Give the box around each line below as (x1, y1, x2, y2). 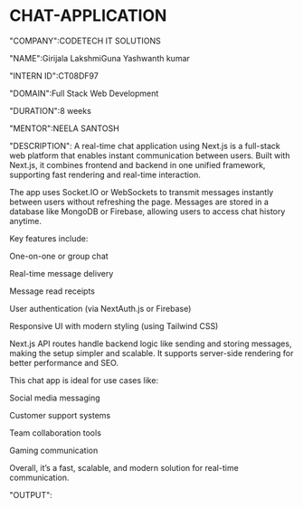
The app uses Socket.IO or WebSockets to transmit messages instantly (9, 186, 274, 197)
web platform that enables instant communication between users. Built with (9, 150, 290, 161)
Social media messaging (9, 392, 101, 403)
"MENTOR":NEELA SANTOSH (9, 123, 119, 134)
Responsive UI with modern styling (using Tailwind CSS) (9, 320, 219, 331)
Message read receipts (9, 286, 95, 296)
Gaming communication (9, 445, 99, 456)
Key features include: (9, 232, 89, 244)
